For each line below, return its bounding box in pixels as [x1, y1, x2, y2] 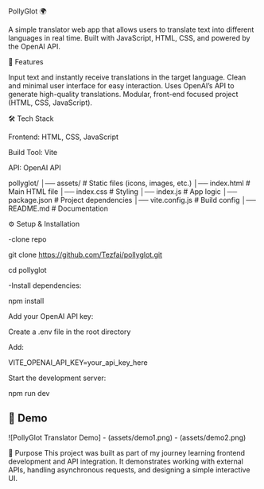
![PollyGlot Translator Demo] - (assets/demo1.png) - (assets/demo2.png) [8, 433, 247, 442]
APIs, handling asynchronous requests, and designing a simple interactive [8, 464, 250, 475]
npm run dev [8, 389, 50, 398]
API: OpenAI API [8, 163, 61, 173]
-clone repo [8, 235, 47, 244]
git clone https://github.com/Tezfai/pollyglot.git [8, 250, 163, 259]
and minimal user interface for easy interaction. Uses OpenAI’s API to [8, 81, 235, 90]
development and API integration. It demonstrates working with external [8, 456, 244, 466]
